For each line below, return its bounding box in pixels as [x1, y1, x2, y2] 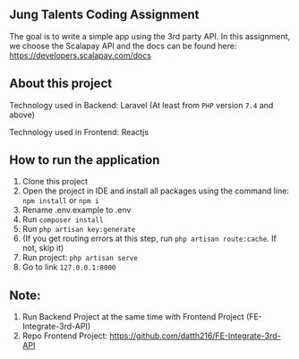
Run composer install [21, 214, 104, 225]
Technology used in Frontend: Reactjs [9, 126, 149, 137]
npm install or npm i [21, 195, 99, 206]
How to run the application [9, 152, 160, 168]
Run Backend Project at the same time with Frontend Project [21, 312, 244, 322]
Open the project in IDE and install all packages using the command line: [21, 185, 289, 196]
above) [9, 109, 36, 120]
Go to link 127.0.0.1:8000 [21, 261, 116, 272]
